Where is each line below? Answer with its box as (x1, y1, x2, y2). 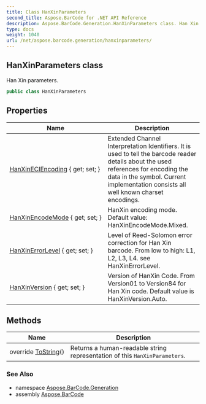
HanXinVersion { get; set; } (9, 283, 85, 292)
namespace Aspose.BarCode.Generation (15, 384, 118, 391)
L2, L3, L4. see (107, 254, 151, 262)
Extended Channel (107, 134, 161, 142)
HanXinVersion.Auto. (107, 294, 167, 303)
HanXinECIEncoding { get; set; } (9, 165, 101, 173)
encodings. (107, 195, 140, 204)
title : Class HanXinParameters (6, 9, 86, 15)
